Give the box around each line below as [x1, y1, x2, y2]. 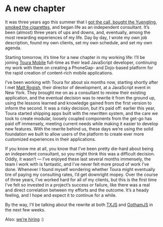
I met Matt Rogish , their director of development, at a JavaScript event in [5, 84, 151, 90]
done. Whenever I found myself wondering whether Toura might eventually [5, 166, 156, 172]
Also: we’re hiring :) [5, 216, 44, 222]
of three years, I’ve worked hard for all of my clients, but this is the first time [5, 176, 157, 183]
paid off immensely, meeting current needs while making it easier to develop [5, 120, 158, 127]
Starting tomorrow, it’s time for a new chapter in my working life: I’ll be [5, 54, 145, 60]
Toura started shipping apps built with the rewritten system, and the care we [5, 110, 158, 116]
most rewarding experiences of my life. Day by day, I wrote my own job [5, 35, 147, 40]
